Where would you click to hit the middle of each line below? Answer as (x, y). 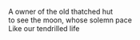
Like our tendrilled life (44, 28)
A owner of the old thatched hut (61, 12)
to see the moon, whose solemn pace (70, 20)
